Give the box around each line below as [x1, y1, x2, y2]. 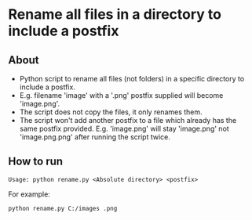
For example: [8, 189, 51, 199]
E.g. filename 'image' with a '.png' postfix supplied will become [19, 91, 224, 99]
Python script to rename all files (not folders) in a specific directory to [19, 74, 245, 83]
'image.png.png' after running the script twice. [19, 132, 171, 142]
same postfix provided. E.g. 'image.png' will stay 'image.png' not [19, 124, 229, 133]
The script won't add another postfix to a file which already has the [19, 116, 237, 124]
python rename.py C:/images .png [8, 204, 118, 212]
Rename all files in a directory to [8, 5, 222, 23]
